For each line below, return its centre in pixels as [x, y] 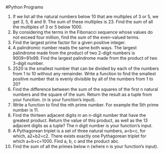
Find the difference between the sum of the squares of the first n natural [85, 89]
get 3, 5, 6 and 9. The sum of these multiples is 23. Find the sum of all [83, 22]
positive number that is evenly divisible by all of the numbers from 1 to [83, 79]
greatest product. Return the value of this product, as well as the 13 [80, 120]
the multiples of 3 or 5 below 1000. [47, 27]
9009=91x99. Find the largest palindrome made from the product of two [85, 58]
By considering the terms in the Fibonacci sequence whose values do [83, 32]
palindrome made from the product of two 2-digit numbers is [74, 53]
